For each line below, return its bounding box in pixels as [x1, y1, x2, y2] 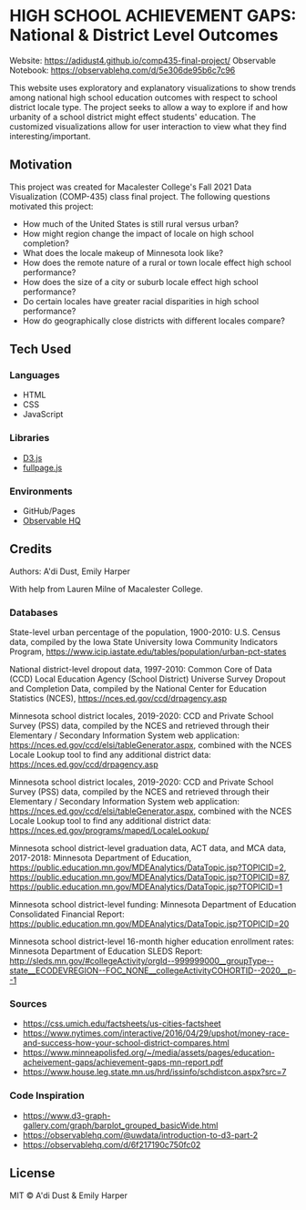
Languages [9, 369, 61, 382]
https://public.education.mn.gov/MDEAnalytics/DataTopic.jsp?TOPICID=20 [9, 918, 290, 929]
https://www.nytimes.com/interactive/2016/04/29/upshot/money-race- [22, 1028, 290, 1039]
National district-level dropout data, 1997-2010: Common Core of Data [9, 664, 272, 675]
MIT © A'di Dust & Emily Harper [9, 1190, 127, 1201]
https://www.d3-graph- [22, 1110, 111, 1121]
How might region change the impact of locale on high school [22, 228, 255, 239]
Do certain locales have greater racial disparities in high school [22, 295, 260, 306]
